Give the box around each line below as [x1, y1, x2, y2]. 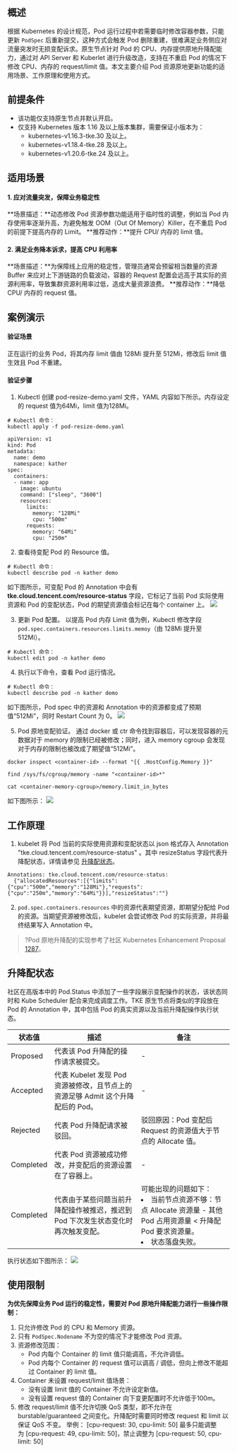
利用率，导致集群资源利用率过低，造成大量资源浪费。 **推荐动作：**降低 [13, 280, 226, 288]
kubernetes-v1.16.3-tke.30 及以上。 [28, 131, 130, 140]
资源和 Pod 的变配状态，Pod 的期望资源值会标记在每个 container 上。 [7, 600, 209, 609]
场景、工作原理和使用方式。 [13, 71, 94, 79]
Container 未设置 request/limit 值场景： [17, 1376, 132, 1384]
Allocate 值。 [157, 1136, 200, 1146]
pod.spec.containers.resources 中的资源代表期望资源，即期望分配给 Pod [17, 903, 230, 912]
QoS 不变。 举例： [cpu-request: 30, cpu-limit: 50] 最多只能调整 [31, 1420, 217, 1429]
